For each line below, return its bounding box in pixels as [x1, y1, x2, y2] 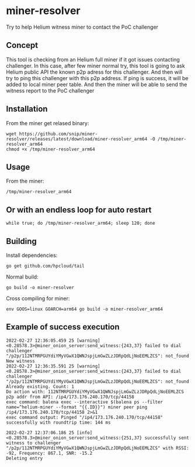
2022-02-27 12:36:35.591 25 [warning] [6, 363, 100, 369]
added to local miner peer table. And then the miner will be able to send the [6, 81, 187, 88]
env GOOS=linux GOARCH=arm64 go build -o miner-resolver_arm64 [6, 306, 163, 312]
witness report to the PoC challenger [6, 87, 95, 94]
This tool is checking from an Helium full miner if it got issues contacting [6, 56, 180, 63]
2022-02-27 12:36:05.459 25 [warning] [6, 338, 100, 344]
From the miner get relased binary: [6, 119, 89, 126]
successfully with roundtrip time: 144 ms [6, 420, 111, 425]
